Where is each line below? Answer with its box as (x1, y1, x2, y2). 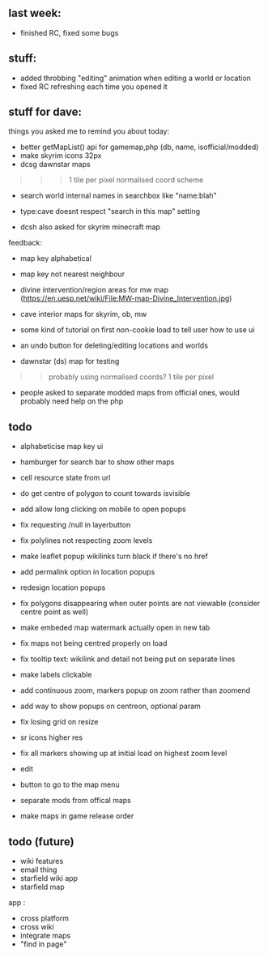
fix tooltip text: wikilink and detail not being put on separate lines (19, 654, 236, 664)
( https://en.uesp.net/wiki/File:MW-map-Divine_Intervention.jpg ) (19, 293, 232, 303)
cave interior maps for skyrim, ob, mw (19, 310, 147, 319)
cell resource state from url (19, 473, 111, 483)
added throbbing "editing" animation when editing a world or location (19, 73, 251, 83)
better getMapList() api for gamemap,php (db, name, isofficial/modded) (19, 142, 259, 152)
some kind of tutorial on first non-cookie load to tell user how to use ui (19, 325, 255, 335)
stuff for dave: (8, 105, 83, 119)
